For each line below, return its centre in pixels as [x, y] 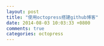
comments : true [25, 28]
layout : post [23, 12]
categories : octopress [35, 34]
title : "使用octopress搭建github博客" [52, 17]
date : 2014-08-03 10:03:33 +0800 [48, 23]
